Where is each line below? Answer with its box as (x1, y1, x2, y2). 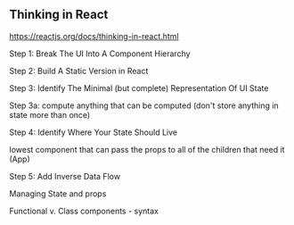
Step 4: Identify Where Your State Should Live (9, 127, 178, 137)
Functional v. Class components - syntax (9, 205, 159, 216)
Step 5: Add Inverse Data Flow (9, 171, 121, 181)
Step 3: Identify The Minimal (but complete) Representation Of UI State (9, 82, 269, 93)
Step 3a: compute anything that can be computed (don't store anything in (9, 100, 279, 111)
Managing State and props (9, 187, 107, 199)
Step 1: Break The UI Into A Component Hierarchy (9, 48, 191, 59)
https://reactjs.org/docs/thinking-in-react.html (9, 30, 180, 41)
